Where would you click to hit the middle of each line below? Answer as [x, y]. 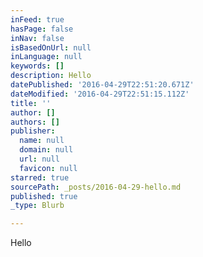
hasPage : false [42, 29]
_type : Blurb [37, 206]
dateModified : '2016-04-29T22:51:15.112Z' [100, 94]
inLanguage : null [46, 57]
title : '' [31, 103]
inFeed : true [37, 19]
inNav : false [37, 38]
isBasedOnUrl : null [51, 47]
